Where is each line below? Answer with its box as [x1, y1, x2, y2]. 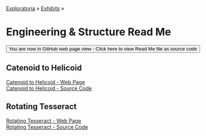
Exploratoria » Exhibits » [6, 5, 64, 12]
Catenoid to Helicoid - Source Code [6, 85, 92, 92]
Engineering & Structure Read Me [6, 26, 171, 39]
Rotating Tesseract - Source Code [6, 123, 88, 130]
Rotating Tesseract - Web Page [6, 117, 81, 124]
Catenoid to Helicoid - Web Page [6, 78, 85, 85]
